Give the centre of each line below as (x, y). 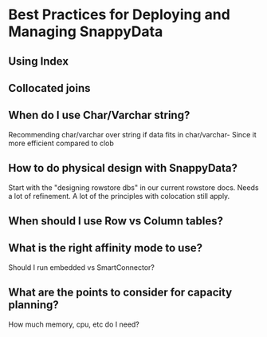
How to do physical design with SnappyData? (123, 168)
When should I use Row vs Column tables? (116, 221)
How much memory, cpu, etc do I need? (74, 324)
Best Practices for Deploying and (120, 15)
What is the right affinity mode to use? (106, 248)
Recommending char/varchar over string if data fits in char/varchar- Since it (132, 134)
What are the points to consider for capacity (120, 293)
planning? (34, 305)
